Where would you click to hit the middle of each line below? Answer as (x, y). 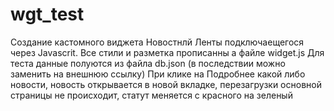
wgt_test (47, 14)
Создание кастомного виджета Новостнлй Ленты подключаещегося (157, 42)
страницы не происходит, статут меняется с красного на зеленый (151, 95)
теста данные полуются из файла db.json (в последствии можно (148, 63)
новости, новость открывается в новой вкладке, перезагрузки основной (166, 84)
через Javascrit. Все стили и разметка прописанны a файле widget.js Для (167, 52)
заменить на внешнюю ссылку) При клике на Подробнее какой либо (158, 74)
